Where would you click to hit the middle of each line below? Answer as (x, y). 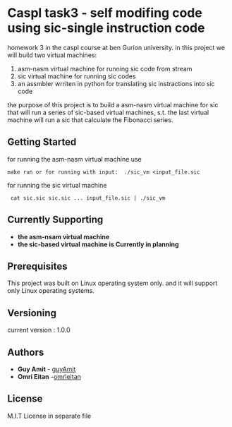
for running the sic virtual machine (57, 185)
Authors (26, 352)
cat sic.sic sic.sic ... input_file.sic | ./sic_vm (88, 198)
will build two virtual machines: (52, 55)
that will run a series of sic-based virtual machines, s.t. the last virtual (108, 112)
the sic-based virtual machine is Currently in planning (98, 244)
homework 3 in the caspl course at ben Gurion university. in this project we (116, 47)
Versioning (32, 313)
